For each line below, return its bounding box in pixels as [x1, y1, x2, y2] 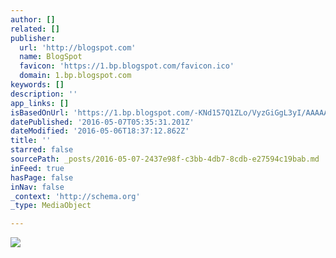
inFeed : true [10, 163, 65, 173]
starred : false [10, 145, 74, 155]
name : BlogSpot [19, 52, 83, 62]
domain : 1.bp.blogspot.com [19, 71, 132, 81]
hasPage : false [10, 172, 74, 183]
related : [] [10, 24, 60, 34]
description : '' [10, 89, 78, 99]
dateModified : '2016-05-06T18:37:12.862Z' [10, 126, 190, 136]
